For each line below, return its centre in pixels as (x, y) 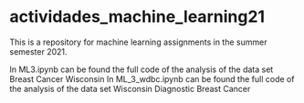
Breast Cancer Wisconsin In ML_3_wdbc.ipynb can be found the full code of (152, 78)
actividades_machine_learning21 (137, 17)
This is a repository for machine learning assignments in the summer (138, 42)
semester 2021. (38, 51)
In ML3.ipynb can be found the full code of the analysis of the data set (142, 69)
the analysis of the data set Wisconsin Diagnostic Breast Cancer (130, 88)
